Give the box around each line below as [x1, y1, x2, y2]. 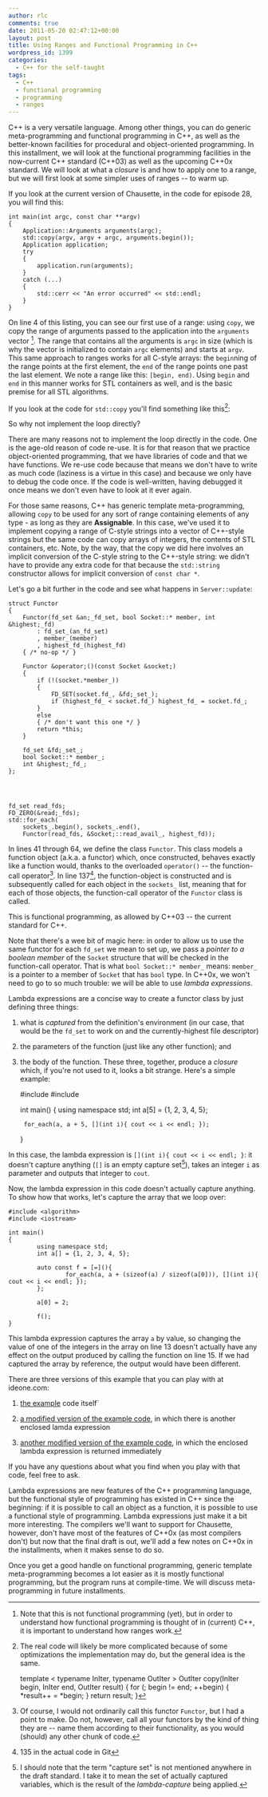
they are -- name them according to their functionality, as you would [19, 1723, 245, 1732]
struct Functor [8, 600, 59, 608]
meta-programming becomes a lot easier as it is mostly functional [8, 1569, 225, 1578]
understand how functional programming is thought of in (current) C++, [19, 1617, 255, 1627]
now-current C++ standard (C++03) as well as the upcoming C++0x [8, 156, 233, 166]
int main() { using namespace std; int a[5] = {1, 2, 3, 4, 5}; [19, 1105, 209, 1114]
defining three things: [8, 1003, 79, 1012]
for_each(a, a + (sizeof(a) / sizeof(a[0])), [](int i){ [65, 1270, 259, 1278]
